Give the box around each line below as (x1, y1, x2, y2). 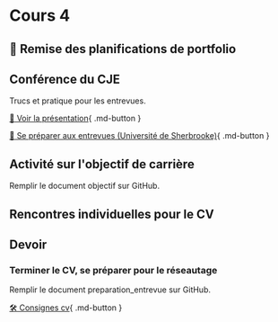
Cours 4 (9, 5, 70, 26)
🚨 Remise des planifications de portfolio (9, 41, 237, 57)
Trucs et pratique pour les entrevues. (9, 95, 146, 106)
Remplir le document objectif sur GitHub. (9, 181, 160, 192)
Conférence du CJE (9, 71, 121, 86)
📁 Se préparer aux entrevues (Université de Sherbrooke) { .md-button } (9, 130, 270, 141)
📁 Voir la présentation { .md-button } (9, 113, 142, 124)
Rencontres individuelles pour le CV (9, 206, 214, 221)
